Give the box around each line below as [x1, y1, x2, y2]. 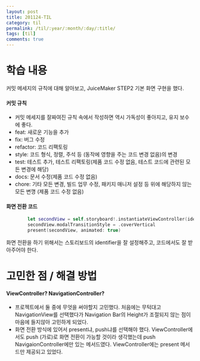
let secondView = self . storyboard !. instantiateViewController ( [27, 216, 187, 222]
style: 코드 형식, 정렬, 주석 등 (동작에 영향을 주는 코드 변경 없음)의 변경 [14, 151, 177, 158]
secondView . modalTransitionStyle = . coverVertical [27, 222, 156, 228]
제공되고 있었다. [26, 349, 63, 356]
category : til [6, 20, 42, 26]
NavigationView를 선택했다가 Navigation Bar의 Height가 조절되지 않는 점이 [14, 311, 191, 318]
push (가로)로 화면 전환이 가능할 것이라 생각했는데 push [26, 334, 156, 341]
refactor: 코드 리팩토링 [14, 143, 68, 150]
